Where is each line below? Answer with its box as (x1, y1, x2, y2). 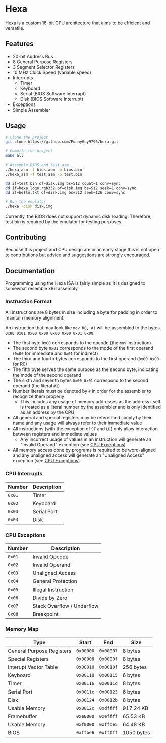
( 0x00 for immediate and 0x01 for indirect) (12, 350, 98, 356)
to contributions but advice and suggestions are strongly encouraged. (5, 252, 150, 258)
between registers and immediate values (12, 431, 97, 437)
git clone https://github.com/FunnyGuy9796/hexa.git (5, 139, 119, 144)
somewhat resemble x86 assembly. (5, 285, 79, 291)
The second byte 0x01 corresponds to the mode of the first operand (12, 345, 154, 351)
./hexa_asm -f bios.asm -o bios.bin (5, 167, 82, 172)
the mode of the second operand (12, 371, 82, 378)
